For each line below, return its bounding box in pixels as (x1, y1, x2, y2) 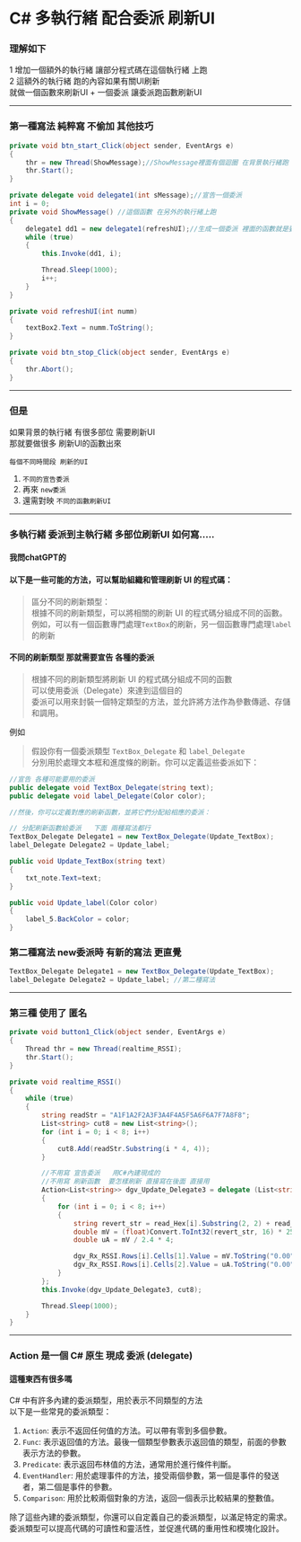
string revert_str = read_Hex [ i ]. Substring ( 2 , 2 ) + (73, 1219, 271, 1227)
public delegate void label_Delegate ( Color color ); (9, 792, 206, 801)
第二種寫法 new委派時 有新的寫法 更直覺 (9, 945, 182, 958)
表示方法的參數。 (21, 1448, 86, 1458)
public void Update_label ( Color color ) (9, 898, 159, 908)
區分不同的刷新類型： (30, 596, 110, 607)
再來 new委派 (21, 483, 66, 494)
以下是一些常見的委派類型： (9, 1406, 112, 1417)
